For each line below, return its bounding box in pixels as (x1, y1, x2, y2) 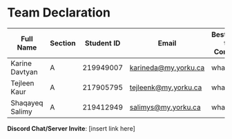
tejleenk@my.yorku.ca (129, 83, 202, 92)
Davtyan (10, 67, 38, 76)
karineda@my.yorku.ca (129, 63, 205, 72)
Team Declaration (7, 5, 110, 21)
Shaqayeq (10, 98, 43, 107)
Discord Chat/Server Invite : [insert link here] (7, 124, 136, 132)
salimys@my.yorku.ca (129, 102, 202, 111)
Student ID (85, 38, 121, 47)
